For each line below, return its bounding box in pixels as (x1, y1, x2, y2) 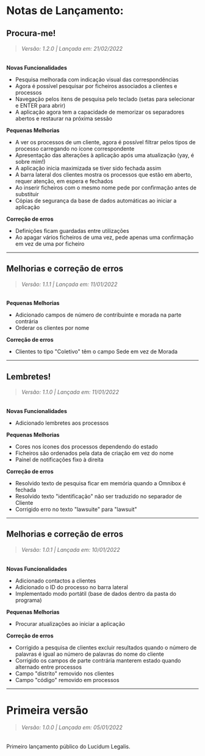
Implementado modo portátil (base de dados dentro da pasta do (15, 590, 177, 597)
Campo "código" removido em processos (15, 676, 120, 683)
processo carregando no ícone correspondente (15, 145, 135, 152)
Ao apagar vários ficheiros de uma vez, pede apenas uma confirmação (15, 233, 194, 241)
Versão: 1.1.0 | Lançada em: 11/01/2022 (21, 389, 119, 396)
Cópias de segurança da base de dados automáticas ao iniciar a (15, 197, 177, 204)
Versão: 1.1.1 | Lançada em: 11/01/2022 (21, 281, 118, 288)
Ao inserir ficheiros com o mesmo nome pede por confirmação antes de (15, 184, 197, 191)
